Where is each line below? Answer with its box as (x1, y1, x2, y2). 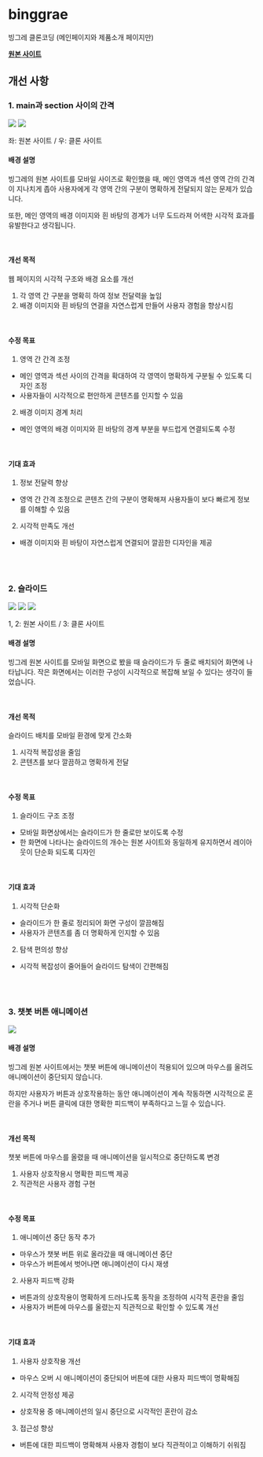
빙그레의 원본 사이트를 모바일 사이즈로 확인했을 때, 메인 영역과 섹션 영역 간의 (8, 174, 241, 183)
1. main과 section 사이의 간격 (8, 100, 115, 111)
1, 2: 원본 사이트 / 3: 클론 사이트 (8, 619, 105, 628)
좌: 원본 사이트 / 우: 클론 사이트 (8, 135, 103, 145)
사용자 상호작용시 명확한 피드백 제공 (19, 1169, 130, 1178)
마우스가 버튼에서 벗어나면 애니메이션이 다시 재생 (19, 1259, 169, 1269)
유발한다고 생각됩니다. (8, 220, 76, 230)
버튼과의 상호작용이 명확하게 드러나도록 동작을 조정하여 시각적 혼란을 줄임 (19, 1292, 245, 1302)
